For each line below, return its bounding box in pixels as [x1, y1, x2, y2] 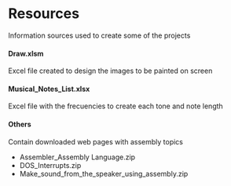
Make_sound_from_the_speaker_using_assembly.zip [19, 169, 189, 178]
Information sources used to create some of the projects [8, 31, 191, 40]
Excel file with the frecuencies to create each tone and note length [8, 101, 224, 111]
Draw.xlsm [8, 49, 44, 58]
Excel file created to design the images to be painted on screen [8, 66, 213, 75]
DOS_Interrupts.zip [19, 160, 82, 170]
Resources [8, 5, 80, 23]
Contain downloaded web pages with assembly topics [8, 137, 183, 146]
